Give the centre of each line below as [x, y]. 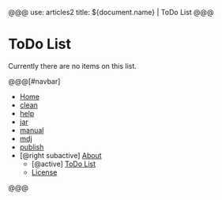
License [44, 172]
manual [32, 130]
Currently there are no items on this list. [72, 66]
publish [32, 147]
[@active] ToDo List [64, 164]
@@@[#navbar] [34, 81]
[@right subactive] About [60, 155]
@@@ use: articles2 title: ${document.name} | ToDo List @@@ [111, 12]
